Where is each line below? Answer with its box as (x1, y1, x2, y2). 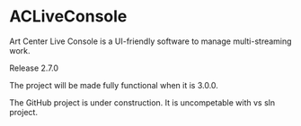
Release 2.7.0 (9, 63, 59, 73)
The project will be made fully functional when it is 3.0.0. (9, 80, 218, 90)
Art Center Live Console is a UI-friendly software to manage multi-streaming (9, 36, 292, 46)
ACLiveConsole (9, 6, 128, 27)
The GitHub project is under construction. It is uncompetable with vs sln (9, 97, 276, 108)
